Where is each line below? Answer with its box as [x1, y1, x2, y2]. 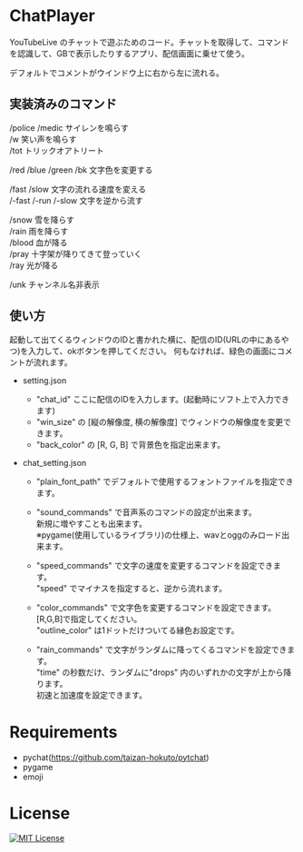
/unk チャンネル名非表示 [9, 279, 100, 290]
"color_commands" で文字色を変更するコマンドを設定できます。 [35, 601, 277, 613]
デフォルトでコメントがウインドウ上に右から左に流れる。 [9, 67, 224, 78]
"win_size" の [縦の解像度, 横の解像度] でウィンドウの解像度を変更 [35, 416, 284, 427]
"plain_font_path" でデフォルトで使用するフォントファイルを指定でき [35, 476, 294, 487]
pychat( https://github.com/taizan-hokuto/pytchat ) [22, 751, 210, 763]
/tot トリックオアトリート [9, 144, 104, 155]
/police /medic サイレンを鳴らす [9, 122, 129, 133]
